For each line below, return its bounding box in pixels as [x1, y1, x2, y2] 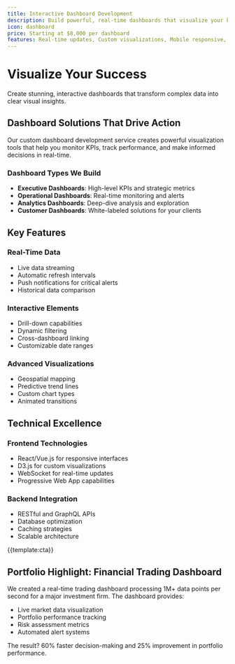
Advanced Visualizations [7, 359, 94, 369]
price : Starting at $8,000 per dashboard [7, 29, 130, 37]
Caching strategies [17, 525, 72, 533]
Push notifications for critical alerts [17, 278, 118, 287]
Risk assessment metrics [17, 621, 90, 629]
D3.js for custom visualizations [17, 462, 106, 470]
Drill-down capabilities [17, 319, 83, 327]
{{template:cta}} [7, 546, 54, 554]
